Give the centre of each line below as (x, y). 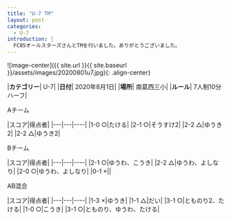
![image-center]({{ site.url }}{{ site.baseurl (67, 65)
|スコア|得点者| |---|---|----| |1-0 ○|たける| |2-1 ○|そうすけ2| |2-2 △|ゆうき (115, 124)
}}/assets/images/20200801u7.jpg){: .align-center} (79, 72)
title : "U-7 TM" (30, 13)
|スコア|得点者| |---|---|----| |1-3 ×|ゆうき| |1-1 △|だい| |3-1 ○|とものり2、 (113, 200)
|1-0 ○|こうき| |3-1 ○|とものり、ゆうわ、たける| (91, 209)
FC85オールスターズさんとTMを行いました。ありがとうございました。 (97, 46)
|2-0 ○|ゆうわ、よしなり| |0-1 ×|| (64, 171)
